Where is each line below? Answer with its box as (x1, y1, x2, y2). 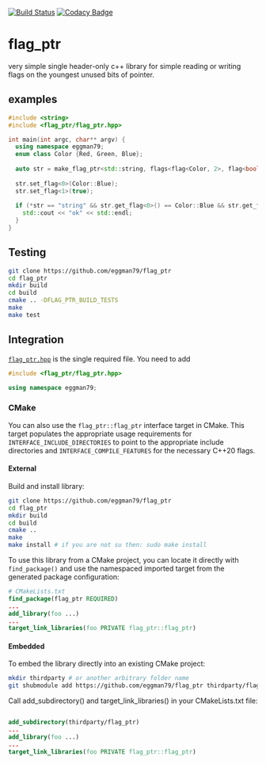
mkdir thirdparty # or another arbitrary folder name (8, 674, 190, 682)
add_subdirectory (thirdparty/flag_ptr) (8, 718, 140, 727)
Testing (8, 246, 47, 259)
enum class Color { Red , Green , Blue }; (15, 151, 144, 159)
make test (8, 311, 41, 319)
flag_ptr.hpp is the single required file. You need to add (8, 353, 191, 364)
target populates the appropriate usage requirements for (8, 429, 192, 438)
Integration (8, 333, 65, 346)
